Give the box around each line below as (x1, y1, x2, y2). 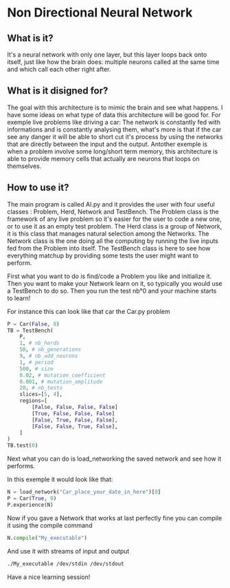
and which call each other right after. (7, 65, 111, 73)
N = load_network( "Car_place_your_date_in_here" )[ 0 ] (7, 489, 161, 496)
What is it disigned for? (7, 85, 108, 97)
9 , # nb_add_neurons (19, 353, 78, 359)
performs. (7, 462, 36, 470)
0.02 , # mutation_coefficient (19, 372, 106, 379)
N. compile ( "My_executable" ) (7, 534, 88, 541)
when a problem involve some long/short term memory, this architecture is (7, 147, 218, 156)
